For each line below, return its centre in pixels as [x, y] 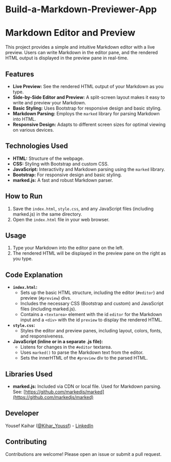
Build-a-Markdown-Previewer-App [81, 9]
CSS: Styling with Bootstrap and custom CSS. [60, 164]
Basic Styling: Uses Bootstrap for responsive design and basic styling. [87, 108]
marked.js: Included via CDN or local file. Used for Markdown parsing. [87, 386]
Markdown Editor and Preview [70, 33]
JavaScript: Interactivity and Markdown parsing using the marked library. [89, 169]
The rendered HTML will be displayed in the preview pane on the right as [89, 253]
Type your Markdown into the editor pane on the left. [68, 248]
